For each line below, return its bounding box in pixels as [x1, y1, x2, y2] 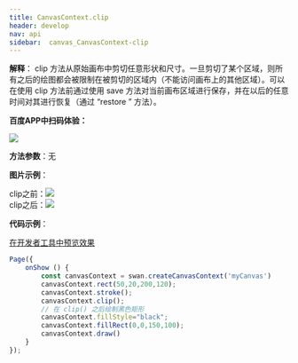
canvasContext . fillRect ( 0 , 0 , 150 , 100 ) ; [41, 321, 184, 330]
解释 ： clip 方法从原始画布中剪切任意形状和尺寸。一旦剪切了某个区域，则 [9, 63, 276, 74]
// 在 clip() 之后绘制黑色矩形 [41, 304, 145, 313]
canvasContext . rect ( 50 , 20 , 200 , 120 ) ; [41, 280, 176, 288]
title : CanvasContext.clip [9, 12, 109, 22]
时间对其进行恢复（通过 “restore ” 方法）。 [9, 97, 161, 107]
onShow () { [25, 264, 69, 272]
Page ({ [9, 255, 34, 264]
